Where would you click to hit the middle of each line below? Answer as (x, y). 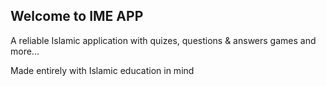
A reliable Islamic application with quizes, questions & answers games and (163, 40)
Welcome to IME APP (77, 16)
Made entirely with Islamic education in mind (102, 70)
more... (25, 51)
